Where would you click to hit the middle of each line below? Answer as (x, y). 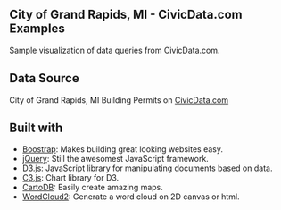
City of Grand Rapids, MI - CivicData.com (126, 15)
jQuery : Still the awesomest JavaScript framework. (116, 159)
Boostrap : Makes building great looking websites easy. (122, 149)
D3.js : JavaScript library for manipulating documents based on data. (147, 168)
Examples (37, 29)
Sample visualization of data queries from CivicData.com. (115, 50)
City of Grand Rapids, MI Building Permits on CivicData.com (119, 100)
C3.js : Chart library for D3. (70, 178)
